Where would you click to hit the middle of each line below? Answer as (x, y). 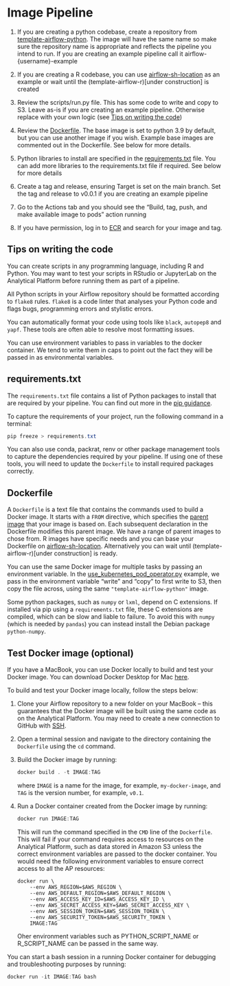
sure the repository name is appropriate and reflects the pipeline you (114, 46)
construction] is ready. (86, 553)
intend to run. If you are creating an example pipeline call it (100, 54)
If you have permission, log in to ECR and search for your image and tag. (119, 227)
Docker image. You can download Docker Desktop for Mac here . (98, 677)
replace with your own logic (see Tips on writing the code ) (100, 117)
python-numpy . (26, 631)
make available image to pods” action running (82, 214)
